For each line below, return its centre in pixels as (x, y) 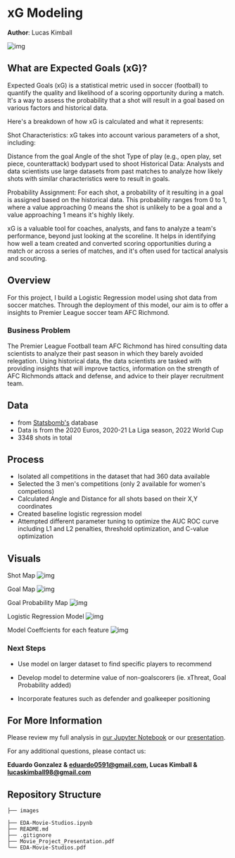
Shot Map (21, 576)
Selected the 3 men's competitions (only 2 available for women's (112, 484)
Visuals (24, 558)
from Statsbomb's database (58, 422)
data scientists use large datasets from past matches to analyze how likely (115, 171)
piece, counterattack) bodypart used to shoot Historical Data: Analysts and (116, 163)
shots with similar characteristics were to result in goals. (89, 178)
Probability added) (44, 685)
